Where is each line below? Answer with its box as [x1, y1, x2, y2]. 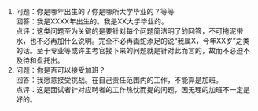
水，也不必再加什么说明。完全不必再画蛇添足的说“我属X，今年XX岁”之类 [15, 36, 250, 45]
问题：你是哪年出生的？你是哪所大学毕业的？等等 [15, 7, 175, 16]
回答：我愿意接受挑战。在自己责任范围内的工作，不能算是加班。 [15, 75, 223, 84]
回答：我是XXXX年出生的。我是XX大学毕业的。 [15, 16, 169, 26]
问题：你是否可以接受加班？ [15, 66, 106, 74]
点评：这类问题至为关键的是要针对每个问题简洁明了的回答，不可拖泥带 [15, 27, 244, 35]
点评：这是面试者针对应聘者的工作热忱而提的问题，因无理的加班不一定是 [15, 85, 250, 94]
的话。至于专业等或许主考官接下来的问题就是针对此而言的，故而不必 [15, 46, 237, 55]
